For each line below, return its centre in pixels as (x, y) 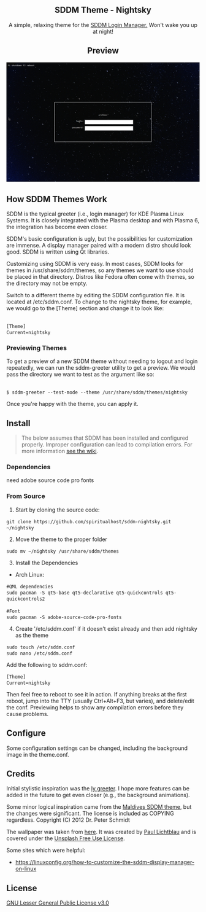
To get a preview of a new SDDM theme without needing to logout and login (102, 361)
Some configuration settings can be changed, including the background (97, 748)
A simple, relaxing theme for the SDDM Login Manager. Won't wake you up (103, 25)
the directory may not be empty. (47, 283)
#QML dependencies (30, 587)
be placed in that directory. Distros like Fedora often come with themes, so (100, 276)
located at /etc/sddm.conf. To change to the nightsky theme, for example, (99, 302)
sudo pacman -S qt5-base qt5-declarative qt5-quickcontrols (85, 593)
